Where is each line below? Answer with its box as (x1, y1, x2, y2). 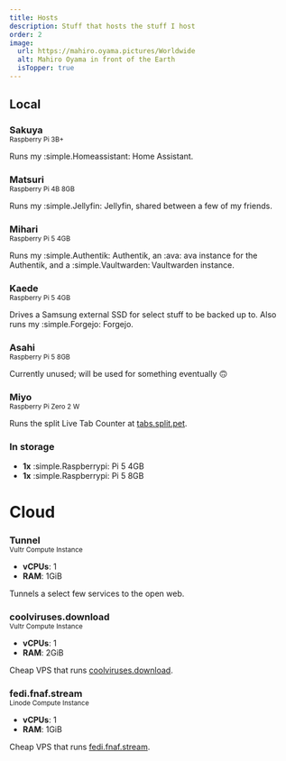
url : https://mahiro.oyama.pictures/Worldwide (17, 47, 196, 56)
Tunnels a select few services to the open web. (9, 588, 185, 600)
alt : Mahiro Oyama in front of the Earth (17, 55, 176, 64)
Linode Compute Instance (9, 699, 89, 708)
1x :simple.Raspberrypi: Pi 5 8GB (22, 471, 144, 481)
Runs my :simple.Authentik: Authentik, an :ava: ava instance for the (9, 250, 258, 261)
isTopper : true (17, 64, 75, 73)
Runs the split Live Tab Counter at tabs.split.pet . (9, 417, 188, 428)
